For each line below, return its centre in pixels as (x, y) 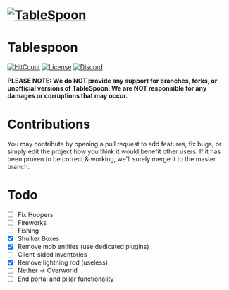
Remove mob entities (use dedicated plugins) (83, 247)
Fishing (28, 231)
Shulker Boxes (38, 239)
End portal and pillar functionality (66, 279)
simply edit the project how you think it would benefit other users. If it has (114, 151)
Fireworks (32, 223)
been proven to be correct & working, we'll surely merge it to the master (112, 159)
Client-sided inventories (52, 255)
